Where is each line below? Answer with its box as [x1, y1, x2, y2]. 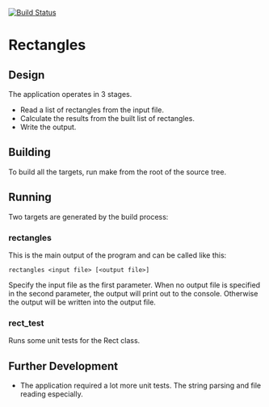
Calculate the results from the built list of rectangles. [19, 114, 195, 123]
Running [8, 191, 53, 204]
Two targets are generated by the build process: [8, 212, 169, 221]
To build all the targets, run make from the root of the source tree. [8, 166, 227, 177]
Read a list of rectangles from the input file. [19, 105, 164, 115]
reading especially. [19, 389, 83, 399]
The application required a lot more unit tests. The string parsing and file [19, 380, 262, 391]
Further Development [8, 359, 119, 373]
